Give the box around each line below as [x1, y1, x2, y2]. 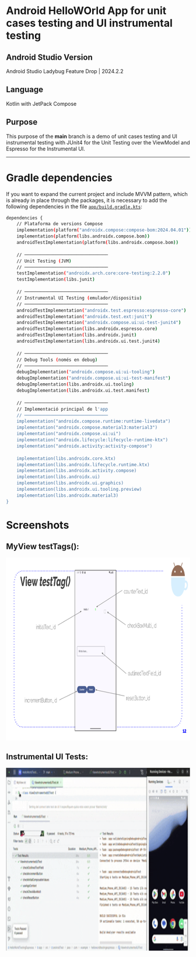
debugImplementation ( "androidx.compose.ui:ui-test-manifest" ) [16, 376, 171, 381]
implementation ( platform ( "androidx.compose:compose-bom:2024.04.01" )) [16, 227, 192, 233]
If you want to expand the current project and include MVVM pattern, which [6, 190, 188, 197]
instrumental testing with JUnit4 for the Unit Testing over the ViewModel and [6, 139, 191, 146]
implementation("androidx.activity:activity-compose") [16, 443, 153, 449]
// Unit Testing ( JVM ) [16, 258, 72, 264]
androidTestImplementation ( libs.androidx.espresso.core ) [16, 326, 158, 332]
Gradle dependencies [6, 171, 113, 184]
